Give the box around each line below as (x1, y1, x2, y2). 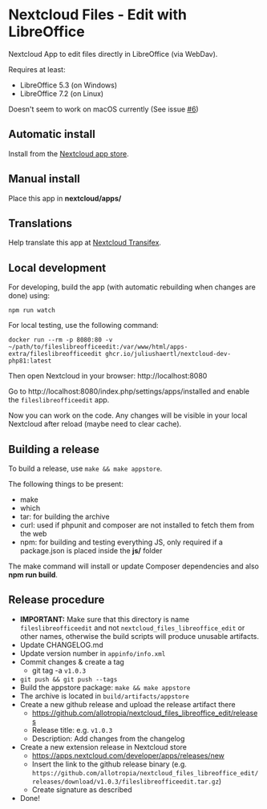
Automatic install (8, 127, 96, 141)
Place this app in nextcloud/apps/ (8, 193, 122, 203)
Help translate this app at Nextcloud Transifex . (8, 238, 162, 248)
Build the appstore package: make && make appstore (19, 682, 191, 692)
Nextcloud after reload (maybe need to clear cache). (8, 419, 182, 429)
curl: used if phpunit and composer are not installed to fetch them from (19, 520, 255, 530)
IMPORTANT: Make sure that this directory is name (19, 614, 190, 624)
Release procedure (8, 593, 105, 607)
